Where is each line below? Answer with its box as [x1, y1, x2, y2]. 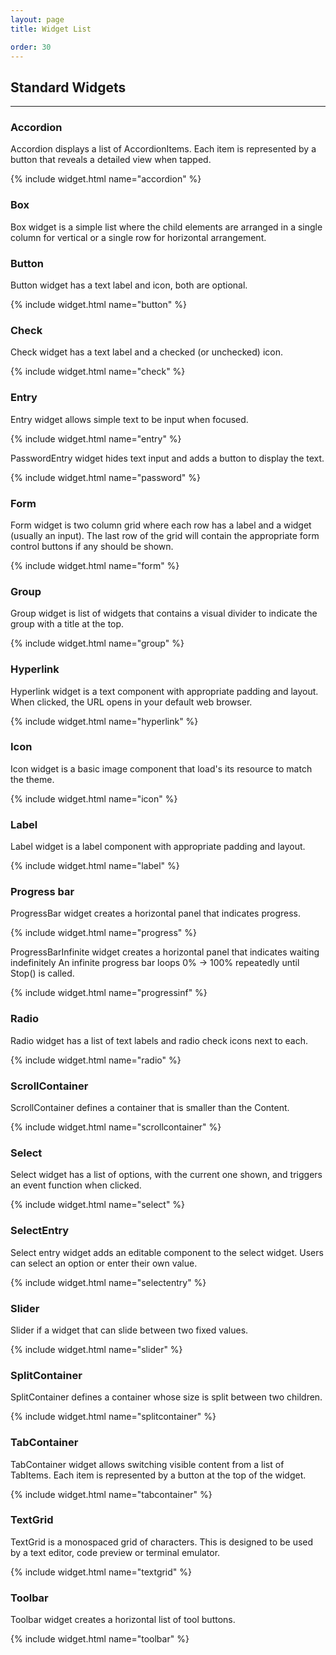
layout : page [10, 14, 65, 25]
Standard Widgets [10, 79, 127, 96]
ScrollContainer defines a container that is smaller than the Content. [10, 1102, 290, 1114]
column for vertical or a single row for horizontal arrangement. [10, 231, 267, 243]
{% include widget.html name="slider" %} [10, 1343, 183, 1355]
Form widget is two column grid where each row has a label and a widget [10, 519, 312, 531]
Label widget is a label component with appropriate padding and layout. [10, 841, 306, 853]
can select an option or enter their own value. [10, 1257, 198, 1269]
